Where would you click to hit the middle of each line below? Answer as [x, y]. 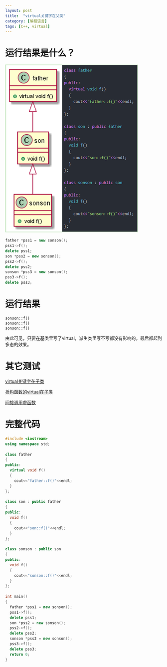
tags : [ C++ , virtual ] [28, 26]
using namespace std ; [28, 444]
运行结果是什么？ [40, 53]
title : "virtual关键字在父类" [35, 16]
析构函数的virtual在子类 [29, 392]
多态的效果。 [18, 344]
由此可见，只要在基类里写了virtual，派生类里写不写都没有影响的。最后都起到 [83, 338]
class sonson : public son [33, 549]
